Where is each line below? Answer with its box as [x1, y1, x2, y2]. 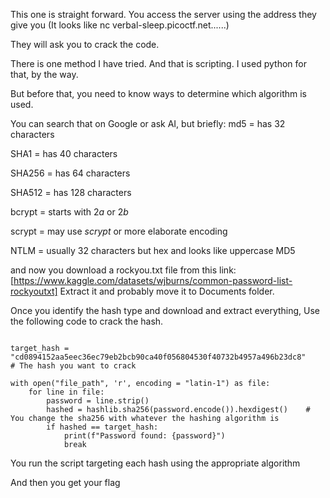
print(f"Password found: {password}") [63, 431, 226, 441]
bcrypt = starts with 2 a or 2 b [10, 206, 129, 218]
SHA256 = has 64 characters [10, 167, 131, 179]
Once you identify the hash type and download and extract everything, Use [10, 305, 320, 316]
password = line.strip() [46, 396, 150, 406]
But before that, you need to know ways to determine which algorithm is [10, 88, 307, 99]
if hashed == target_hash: [46, 422, 159, 432]
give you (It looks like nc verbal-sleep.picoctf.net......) [10, 19, 230, 31]
